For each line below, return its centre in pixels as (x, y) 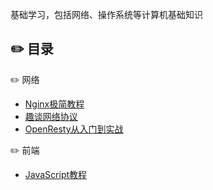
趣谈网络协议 (51, 116)
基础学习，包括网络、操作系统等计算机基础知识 (106, 14)
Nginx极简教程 (54, 104)
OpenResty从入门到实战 (74, 129)
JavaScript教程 (56, 174)
